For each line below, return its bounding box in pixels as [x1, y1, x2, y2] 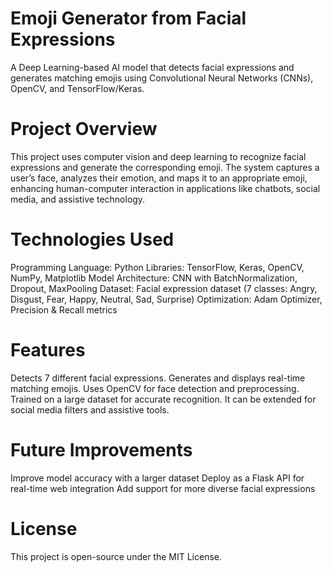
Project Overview [10, 118, 158, 141]
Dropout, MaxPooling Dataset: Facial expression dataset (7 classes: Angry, [10, 282, 318, 294]
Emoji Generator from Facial [10, 7, 247, 30]
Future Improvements [10, 438, 193, 461]
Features [10, 339, 86, 361]
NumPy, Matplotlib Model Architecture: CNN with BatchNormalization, [10, 272, 298, 284]
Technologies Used [10, 228, 175, 251]
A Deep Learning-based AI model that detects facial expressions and [10, 61, 295, 73]
